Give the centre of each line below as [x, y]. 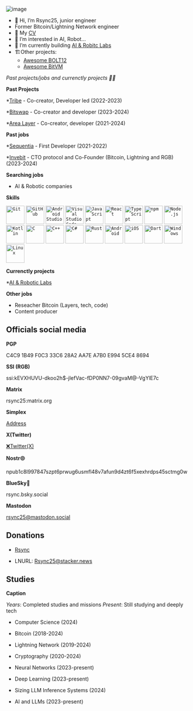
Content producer [36, 311]
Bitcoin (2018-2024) [39, 634]
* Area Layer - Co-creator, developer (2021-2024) [66, 123]
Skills [13, 197]
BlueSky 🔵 [18, 483]
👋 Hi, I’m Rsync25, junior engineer [55, 20]
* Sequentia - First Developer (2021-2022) [57, 146]
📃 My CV [25, 33]
